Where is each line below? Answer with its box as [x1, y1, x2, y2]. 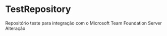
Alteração [5, 25, 26, 31]
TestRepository [5, 3, 71, 15]
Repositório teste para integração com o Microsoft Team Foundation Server [5, 20, 162, 26]
